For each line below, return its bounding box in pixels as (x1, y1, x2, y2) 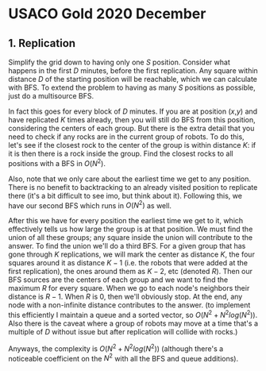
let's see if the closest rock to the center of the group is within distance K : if (8, 141, 256, 149)
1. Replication (8, 37, 76, 50)
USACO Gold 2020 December (8, 5, 206, 23)
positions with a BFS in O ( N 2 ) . (8, 157, 106, 168)
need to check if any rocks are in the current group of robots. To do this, (8, 132, 245, 141)
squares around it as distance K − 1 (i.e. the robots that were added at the (8, 258, 249, 268)
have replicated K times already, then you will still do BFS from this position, (8, 115, 256, 124)
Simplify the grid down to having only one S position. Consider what (8, 57, 230, 67)
